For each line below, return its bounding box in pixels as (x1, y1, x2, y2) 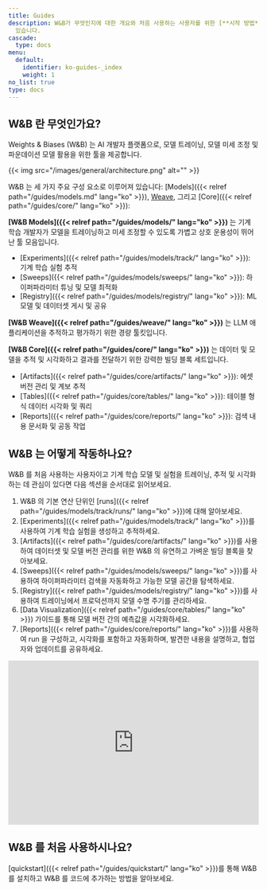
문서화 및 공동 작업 (28, 421, 86, 431)
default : (15, 57, 44, 64)
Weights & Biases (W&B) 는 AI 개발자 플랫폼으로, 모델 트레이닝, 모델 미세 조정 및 (8, 140, 259, 150)
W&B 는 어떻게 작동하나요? (8, 447, 133, 460)
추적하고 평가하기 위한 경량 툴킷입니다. (48, 328, 168, 338)
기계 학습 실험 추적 (19, 263, 78, 272)
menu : (8, 49, 26, 57)
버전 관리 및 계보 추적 (19, 381, 86, 391)
